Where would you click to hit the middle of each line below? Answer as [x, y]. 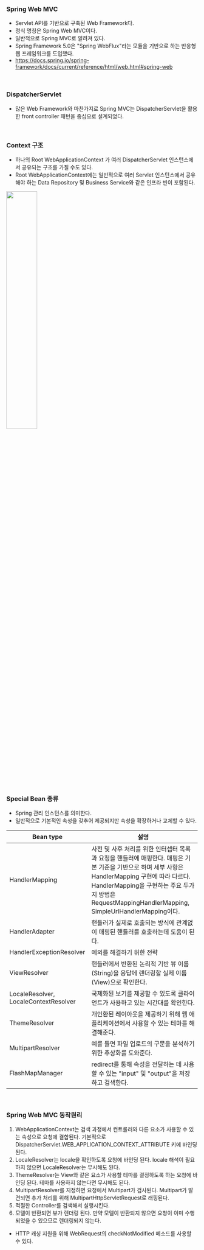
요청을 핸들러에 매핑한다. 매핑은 [141, 858]
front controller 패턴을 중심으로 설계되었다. [73, 116]
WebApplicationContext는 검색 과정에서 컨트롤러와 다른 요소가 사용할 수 [101, 1129]
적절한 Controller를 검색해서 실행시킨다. [63, 1206]
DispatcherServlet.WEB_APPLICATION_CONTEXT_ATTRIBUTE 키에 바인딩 [106, 1145]
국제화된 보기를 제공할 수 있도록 [134, 994]
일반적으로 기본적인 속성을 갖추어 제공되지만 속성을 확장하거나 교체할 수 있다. [106, 821]
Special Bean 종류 [32, 798]
